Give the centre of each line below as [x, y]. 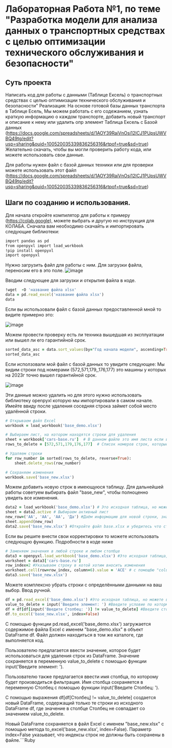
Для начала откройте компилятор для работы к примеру [68, 215]
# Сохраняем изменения [29, 472]
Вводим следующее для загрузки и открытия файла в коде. [71, 280]
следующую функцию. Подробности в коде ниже [59, 541]
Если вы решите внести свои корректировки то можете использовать [82, 536]
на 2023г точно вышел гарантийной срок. [51, 375]
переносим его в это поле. [35, 271]
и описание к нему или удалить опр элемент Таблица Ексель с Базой [81, 122]
